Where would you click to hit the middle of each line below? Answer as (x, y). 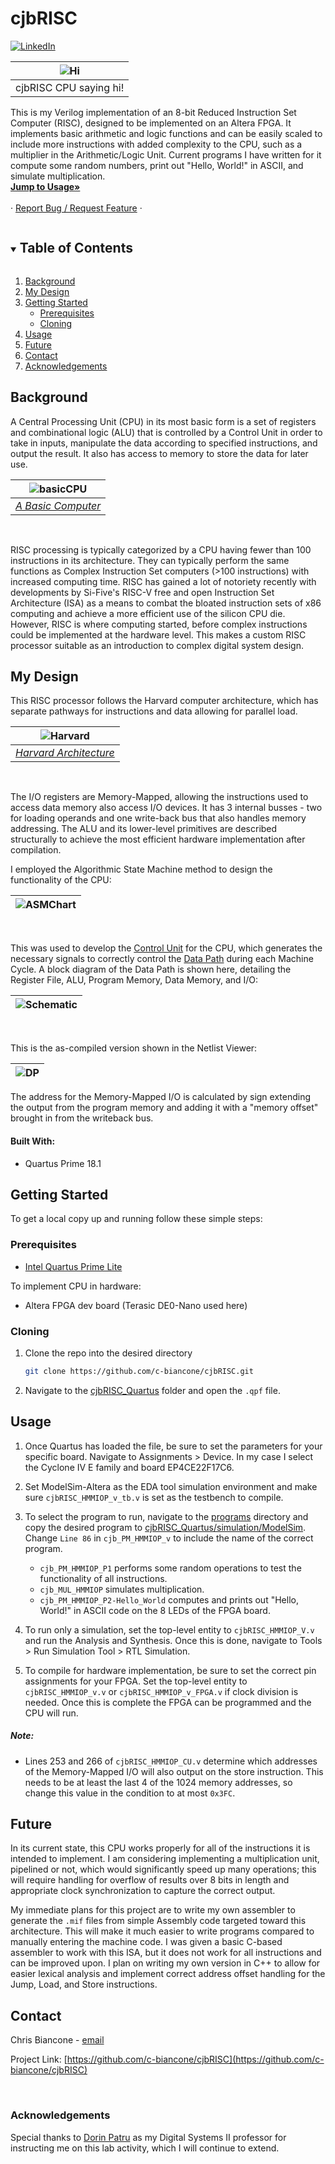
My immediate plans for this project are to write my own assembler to (153, 1910)
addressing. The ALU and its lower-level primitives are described (144, 829)
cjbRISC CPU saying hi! (70, 87)
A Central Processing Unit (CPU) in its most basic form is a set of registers (163, 421)
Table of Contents (76, 248)
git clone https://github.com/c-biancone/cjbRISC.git (139, 1371)
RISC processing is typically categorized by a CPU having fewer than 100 (161, 549)
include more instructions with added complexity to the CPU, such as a (156, 144)
